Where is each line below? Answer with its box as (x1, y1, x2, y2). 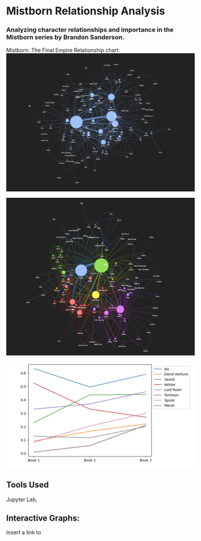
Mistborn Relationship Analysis (6, 4, 166, 18)
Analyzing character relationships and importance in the (6, 26, 174, 34)
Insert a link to (6, 529, 41, 536)
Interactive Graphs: (6, 513, 80, 524)
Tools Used (6, 480, 49, 490)
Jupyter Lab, (6, 495, 38, 503)
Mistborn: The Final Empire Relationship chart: (6, 47, 120, 54)
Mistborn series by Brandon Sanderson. (6, 33, 124, 41)
